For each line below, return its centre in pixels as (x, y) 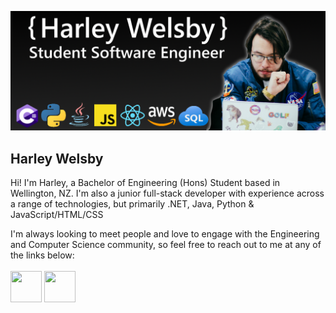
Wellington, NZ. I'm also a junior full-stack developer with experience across (167, 193)
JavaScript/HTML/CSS (57, 215)
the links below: (42, 255)
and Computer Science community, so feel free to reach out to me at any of (166, 245)
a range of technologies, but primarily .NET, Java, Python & (132, 204)
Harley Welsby (57, 158)
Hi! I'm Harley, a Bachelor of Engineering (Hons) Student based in (145, 183)
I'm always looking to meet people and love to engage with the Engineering (165, 234)
